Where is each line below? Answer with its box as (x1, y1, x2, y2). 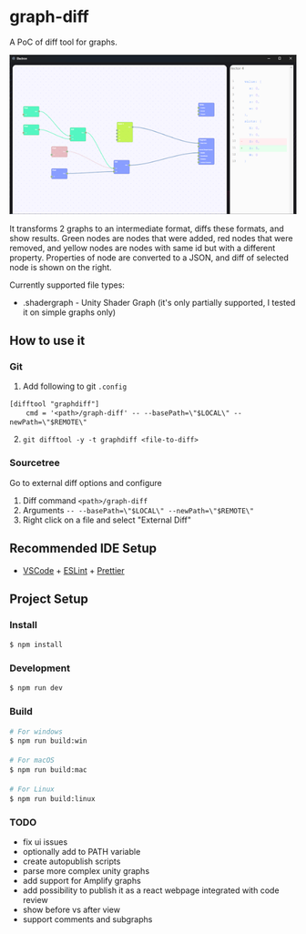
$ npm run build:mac (9, 766, 88, 775)
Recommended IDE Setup (9, 541, 158, 556)
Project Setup (9, 591, 89, 606)
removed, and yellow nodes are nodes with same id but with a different (9, 242, 276, 253)
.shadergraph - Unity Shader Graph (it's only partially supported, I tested (22, 297, 296, 308)
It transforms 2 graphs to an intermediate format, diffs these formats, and (9, 223, 284, 234)
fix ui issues (22, 836, 68, 848)
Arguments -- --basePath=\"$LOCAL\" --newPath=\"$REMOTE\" (22, 504, 255, 515)
